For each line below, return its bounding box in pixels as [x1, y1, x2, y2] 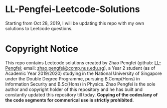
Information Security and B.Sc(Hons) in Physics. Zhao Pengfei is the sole [5, 81, 155, 87]
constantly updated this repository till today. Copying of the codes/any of [5, 91, 158, 97]
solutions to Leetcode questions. [5, 25, 73, 31]
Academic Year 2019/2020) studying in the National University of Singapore [5, 70, 162, 76]
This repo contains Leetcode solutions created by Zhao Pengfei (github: [5, 59, 153, 66]
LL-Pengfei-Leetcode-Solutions [5, 4, 140, 15]
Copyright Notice [5, 43, 79, 55]
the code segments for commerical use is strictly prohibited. [5, 97, 134, 103]
